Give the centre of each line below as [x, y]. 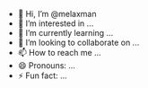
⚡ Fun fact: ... [42, 75]
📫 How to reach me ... [59, 53]
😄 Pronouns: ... [47, 66]
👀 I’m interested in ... [56, 23]
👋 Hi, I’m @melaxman [57, 14]
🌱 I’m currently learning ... [65, 33]
